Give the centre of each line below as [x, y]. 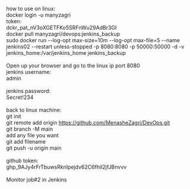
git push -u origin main [34, 148]
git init [14, 116]
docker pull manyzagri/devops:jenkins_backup [63, 34]
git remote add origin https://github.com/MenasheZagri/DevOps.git [88, 123]
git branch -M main [30, 129]
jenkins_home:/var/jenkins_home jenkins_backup [66, 53]
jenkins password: [28, 91]
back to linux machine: [34, 110]
